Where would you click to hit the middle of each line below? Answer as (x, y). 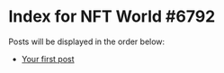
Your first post (48, 59)
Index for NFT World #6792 (112, 17)
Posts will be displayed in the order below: (87, 41)
